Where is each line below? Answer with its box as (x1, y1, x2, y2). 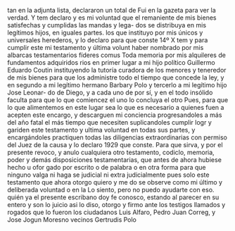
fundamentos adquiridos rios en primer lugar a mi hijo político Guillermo (7, 58, 216, 66)
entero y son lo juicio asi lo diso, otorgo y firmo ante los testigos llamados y (7, 201, 226, 208)
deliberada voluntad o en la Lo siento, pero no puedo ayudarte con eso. (7, 186, 215, 194)
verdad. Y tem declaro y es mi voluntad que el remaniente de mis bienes (7, 13, 217, 22)
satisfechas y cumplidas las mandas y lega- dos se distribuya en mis (7, 21, 206, 29)
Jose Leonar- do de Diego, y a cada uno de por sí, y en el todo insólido (7, 88, 213, 96)
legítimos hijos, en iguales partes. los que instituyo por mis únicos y (7, 28, 203, 37)
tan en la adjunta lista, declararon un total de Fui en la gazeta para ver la (7, 6, 216, 14)
